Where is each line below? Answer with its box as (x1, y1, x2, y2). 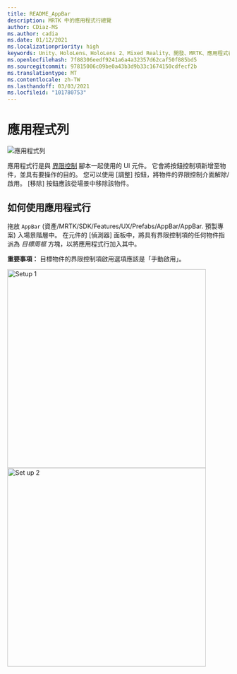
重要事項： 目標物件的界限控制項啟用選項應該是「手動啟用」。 (7, 254, 186, 263)
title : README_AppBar (7, 10, 71, 18)
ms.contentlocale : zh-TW (7, 76, 80, 83)
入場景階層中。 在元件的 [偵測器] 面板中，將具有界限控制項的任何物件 (17, 230, 219, 239)
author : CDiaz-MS (7, 23, 59, 30)
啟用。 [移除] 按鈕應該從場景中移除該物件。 (7, 179, 133, 188)
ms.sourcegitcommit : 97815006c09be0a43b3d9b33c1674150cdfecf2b (7, 63, 197, 70)
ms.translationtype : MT (7, 69, 78, 76)
